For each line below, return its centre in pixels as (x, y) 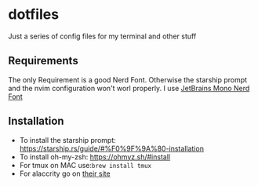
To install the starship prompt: (67, 140)
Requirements (43, 61)
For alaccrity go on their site (65, 173)
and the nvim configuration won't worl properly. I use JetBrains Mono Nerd (129, 88)
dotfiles (34, 15)
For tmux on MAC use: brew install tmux (85, 165)
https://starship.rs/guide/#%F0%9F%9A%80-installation (111, 148)
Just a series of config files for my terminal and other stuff (102, 36)
